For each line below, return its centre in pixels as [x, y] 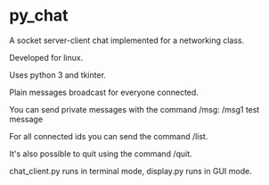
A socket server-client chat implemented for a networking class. [127, 40]
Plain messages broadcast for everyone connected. [104, 92]
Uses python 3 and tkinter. [58, 75]
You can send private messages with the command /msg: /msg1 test [134, 109]
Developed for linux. [46, 57]
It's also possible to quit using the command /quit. [101, 154]
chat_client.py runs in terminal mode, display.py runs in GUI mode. [130, 171]
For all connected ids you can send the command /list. [109, 136]
